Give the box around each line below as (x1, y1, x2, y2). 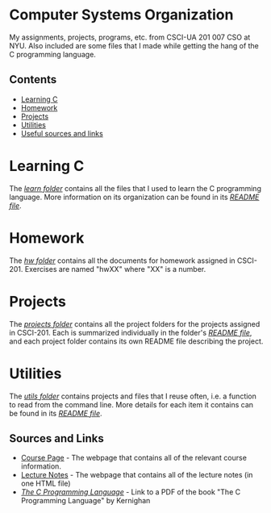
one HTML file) (20, 478, 71, 489)
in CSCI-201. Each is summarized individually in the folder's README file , (9, 327, 252, 337)
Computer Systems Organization (9, 6, 234, 24)
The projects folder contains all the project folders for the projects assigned (9, 319, 261, 328)
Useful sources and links (20, 128, 103, 138)
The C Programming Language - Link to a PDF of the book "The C (20, 487, 241, 497)
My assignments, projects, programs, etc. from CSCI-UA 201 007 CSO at (9, 32, 251, 42)
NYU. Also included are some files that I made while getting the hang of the (9, 40, 259, 50)
